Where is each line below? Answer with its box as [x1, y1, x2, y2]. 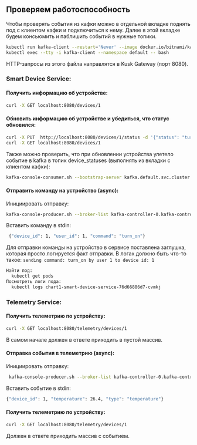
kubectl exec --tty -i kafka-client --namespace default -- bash [6, 49, 169, 55]
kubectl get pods [11, 273, 54, 279]
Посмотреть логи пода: [6, 279, 62, 285]
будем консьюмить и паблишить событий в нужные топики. [6, 32, 157, 40]
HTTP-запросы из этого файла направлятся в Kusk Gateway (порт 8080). [6, 60, 189, 67]
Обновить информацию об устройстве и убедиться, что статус [6, 115, 170, 122]
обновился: [6, 122, 36, 129]
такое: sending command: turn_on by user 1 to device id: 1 [6, 257, 155, 264]
